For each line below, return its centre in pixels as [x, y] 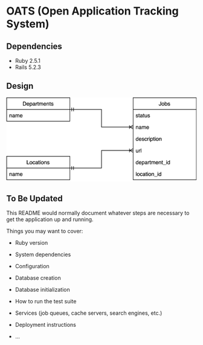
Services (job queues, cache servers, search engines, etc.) [89, 313]
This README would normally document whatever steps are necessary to [98, 213]
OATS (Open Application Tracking [93, 11]
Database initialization [43, 290]
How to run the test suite [46, 301]
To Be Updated [34, 198]
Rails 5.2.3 [28, 67]
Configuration [32, 266]
